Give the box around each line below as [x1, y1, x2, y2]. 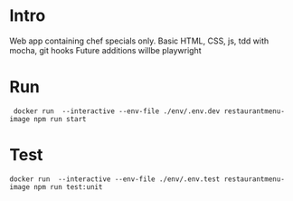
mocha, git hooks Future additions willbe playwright [9, 44, 202, 55]
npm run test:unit [33, 182, 103, 191]
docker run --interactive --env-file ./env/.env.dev [13, 106, 221, 116]
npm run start [33, 114, 88, 123]
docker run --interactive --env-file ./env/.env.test [9, 174, 221, 184]
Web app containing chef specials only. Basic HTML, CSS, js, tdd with [9, 35, 269, 46]
